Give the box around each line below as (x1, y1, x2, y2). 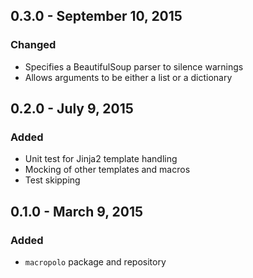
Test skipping (24, 174, 81, 186)
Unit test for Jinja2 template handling (24, 153, 178, 165)
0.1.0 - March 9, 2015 (10, 203, 144, 220)
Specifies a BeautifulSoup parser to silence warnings (24, 60, 244, 73)
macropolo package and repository (24, 256, 167, 268)
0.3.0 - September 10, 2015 (10, 8, 183, 25)
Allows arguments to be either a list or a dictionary (24, 71, 233, 83)
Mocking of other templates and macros (24, 164, 191, 176)
